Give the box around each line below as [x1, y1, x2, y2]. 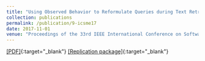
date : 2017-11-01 [6, 25, 51, 32]
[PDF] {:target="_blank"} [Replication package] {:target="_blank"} [6, 48, 169, 55]
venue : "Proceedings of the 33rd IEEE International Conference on [6, 31, 182, 37]
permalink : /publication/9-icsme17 [6, 20, 97, 26]
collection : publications [6, 14, 72, 21]
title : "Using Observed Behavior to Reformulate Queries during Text [6, 8, 187, 15]
